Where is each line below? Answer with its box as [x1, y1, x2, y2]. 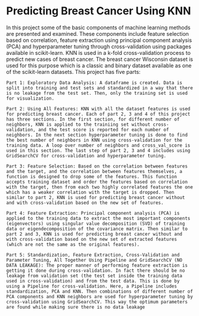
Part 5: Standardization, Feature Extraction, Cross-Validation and [6, 252, 180, 258]
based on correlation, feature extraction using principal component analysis [6, 36, 192, 44]
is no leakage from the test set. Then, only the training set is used [6, 90, 188, 96]
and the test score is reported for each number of [38, 126, 169, 132]
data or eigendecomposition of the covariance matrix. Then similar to [6, 225, 188, 232]
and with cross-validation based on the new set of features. [6, 200, 164, 206]
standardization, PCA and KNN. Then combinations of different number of [6, 288, 194, 295]
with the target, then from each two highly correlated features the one [6, 184, 194, 190]
